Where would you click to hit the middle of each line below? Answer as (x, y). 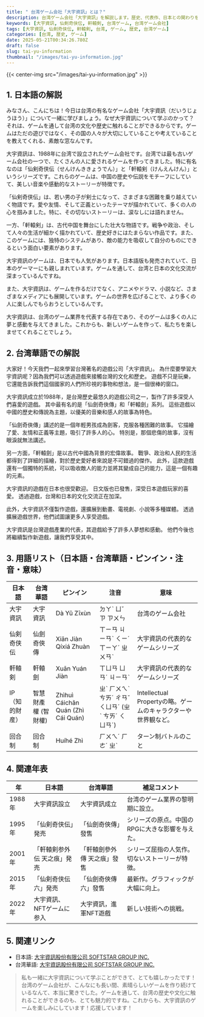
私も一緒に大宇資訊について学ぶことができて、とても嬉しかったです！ (108, 977)
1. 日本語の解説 (34, 95)
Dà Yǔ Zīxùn (73, 613)
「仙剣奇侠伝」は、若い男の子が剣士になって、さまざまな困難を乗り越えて (99, 197)
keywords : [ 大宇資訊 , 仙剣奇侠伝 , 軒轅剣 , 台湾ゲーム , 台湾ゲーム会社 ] (88, 23)
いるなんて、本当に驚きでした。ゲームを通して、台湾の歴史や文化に (106, 992)
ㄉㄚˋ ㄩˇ (112, 609)
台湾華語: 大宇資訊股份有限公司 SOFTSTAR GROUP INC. (85, 964)
